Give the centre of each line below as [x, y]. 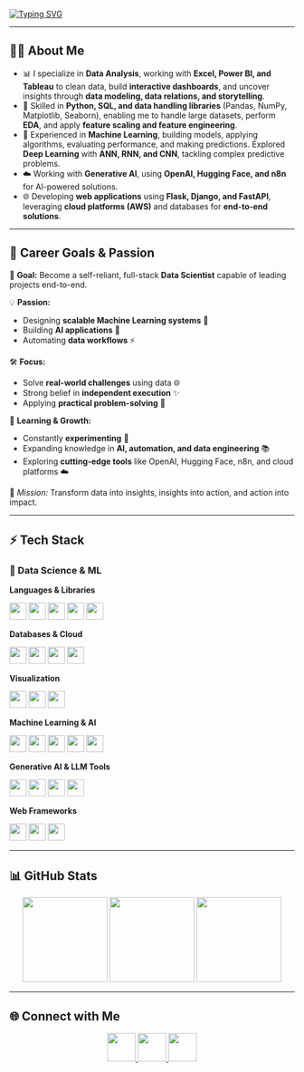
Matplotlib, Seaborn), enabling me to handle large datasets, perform [149, 115]
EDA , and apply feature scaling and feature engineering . [130, 125]
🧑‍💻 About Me [47, 51]
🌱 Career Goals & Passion [82, 253]
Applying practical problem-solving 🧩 [94, 402]
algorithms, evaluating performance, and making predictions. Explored [154, 144]
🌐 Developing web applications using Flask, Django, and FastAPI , [147, 196]
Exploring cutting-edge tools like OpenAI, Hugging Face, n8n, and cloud [158, 461]
